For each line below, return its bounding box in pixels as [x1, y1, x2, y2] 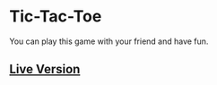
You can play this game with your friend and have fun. [9, 36, 209, 47]
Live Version [9, 62, 81, 77]
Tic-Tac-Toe [9, 6, 102, 27]
